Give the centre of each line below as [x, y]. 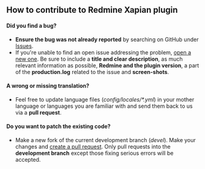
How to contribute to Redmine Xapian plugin [92, 10]
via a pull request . [38, 112]
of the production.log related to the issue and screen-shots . [92, 72]
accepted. [28, 160]
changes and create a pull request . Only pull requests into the [93, 147]
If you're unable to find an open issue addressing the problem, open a [103, 52]
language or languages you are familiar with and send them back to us [104, 106]
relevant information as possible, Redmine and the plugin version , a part [107, 65]
